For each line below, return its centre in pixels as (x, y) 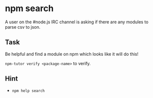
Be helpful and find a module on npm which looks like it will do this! (72, 54)
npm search (29, 8)
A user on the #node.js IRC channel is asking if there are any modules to (77, 22)
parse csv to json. (23, 27)
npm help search (28, 91)
